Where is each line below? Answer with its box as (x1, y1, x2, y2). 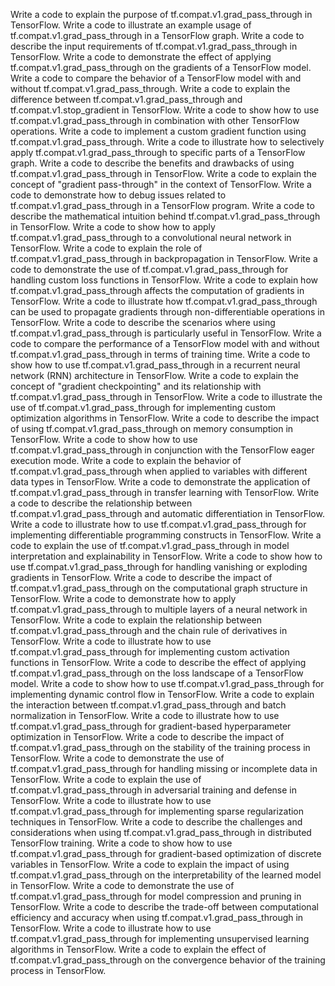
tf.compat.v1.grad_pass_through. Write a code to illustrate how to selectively (10, 136, 325, 148)
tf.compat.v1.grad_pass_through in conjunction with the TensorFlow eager (10, 444, 315, 456)
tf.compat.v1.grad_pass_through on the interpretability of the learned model (10, 869, 322, 881)
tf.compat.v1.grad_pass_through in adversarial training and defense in (10, 784, 298, 796)
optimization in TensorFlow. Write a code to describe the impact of (10, 731, 285, 743)
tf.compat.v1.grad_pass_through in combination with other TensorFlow (10, 115, 300, 126)
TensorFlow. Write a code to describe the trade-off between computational (10, 901, 319, 913)
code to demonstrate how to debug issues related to (10, 189, 227, 201)
